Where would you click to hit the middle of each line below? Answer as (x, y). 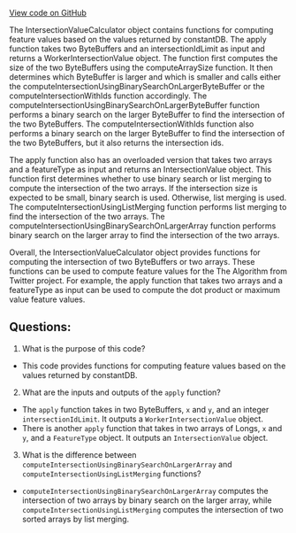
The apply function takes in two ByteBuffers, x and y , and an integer (145, 409)
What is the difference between (79, 454)
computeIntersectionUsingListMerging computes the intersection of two (153, 509)
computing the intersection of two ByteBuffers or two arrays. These (132, 262)
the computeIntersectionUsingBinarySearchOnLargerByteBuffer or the (137, 86)
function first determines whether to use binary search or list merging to (140, 179)
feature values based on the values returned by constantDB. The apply (138, 39)
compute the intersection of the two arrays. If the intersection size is (133, 188)
